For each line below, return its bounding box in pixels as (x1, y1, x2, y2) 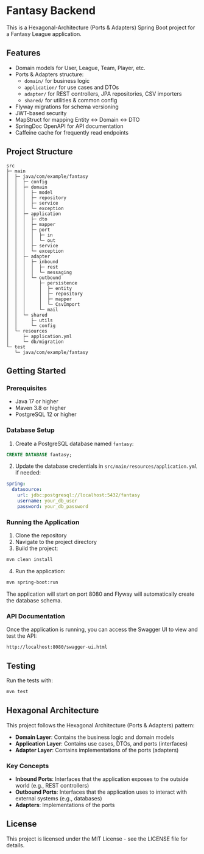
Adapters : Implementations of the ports (15, 801, 115, 808)
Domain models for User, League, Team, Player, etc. (15, 64, 146, 71)
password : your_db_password (17, 503, 88, 509)
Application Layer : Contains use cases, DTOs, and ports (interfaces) (15, 739, 188, 747)
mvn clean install (6, 557, 53, 563)
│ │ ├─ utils (6, 317, 53, 323)
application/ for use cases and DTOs (24, 83, 119, 91)
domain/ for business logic (24, 77, 90, 84)
